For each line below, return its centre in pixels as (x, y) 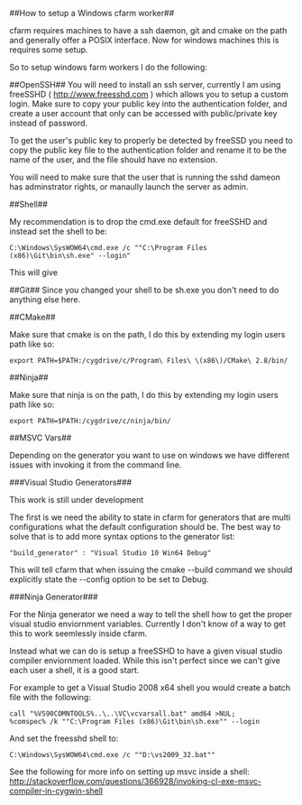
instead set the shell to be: (59, 231)
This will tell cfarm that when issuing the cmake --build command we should (151, 569)
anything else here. (45, 300)
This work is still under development (77, 500)
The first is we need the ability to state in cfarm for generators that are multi (150, 517)
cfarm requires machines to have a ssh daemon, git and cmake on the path (148, 30)
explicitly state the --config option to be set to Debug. (109, 579)
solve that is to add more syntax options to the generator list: (122, 537)
